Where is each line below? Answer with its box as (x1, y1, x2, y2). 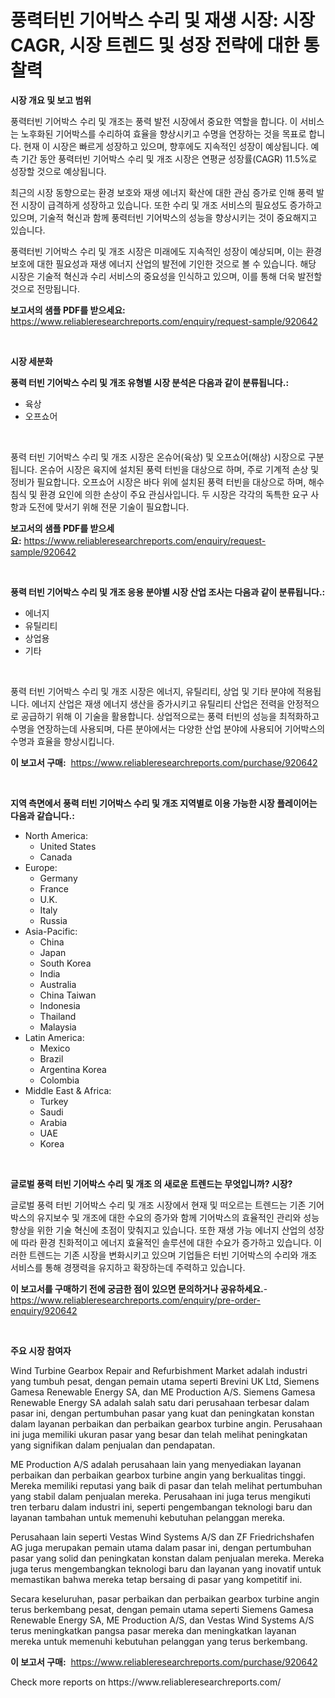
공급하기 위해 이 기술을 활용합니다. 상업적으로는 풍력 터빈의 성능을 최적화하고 (20, 710, 320, 722)
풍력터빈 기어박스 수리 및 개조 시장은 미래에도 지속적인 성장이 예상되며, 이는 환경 (10, 245, 323, 257)
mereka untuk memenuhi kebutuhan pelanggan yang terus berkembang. (10, 1635, 308, 1647)
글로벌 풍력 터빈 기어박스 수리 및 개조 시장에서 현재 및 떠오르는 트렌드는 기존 (10, 1199, 307, 1211)
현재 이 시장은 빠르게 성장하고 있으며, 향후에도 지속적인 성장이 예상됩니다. (23, 140, 309, 152)
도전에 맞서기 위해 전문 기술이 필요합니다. (28, 501, 190, 513)
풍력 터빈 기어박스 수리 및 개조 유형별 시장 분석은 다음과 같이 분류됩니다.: (10, 376, 290, 388)
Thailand (39, 1010, 77, 1022)
